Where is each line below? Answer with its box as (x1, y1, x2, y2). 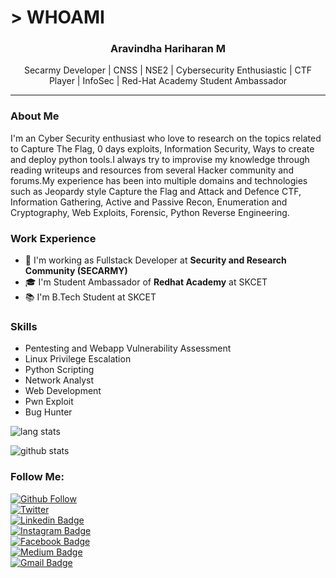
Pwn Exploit (24, 396, 74, 408)
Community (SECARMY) (24, 265, 128, 277)
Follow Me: (10, 470, 65, 484)
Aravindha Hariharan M (110, 42, 226, 56)
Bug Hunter (24, 406, 73, 418)
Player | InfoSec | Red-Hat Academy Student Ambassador (48, 75, 288, 87)
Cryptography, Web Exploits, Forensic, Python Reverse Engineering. (10, 206, 290, 218)
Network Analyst (24, 374, 95, 386)
